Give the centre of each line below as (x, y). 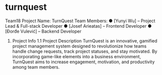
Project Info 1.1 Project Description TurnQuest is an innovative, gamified (85, 40)
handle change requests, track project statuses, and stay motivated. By (85, 51)
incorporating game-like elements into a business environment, (77, 56)
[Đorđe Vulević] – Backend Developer (43, 31)
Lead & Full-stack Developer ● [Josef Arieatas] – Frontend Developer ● (79, 26)
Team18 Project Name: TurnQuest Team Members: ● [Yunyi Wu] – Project (80, 21)
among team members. (36, 67)
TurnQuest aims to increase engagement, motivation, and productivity (83, 62)
